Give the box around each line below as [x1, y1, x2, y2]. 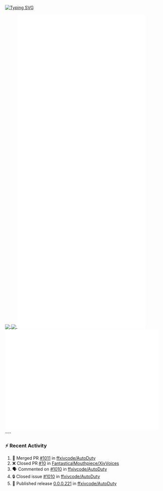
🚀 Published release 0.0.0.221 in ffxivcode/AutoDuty [12, 480, 117, 486]
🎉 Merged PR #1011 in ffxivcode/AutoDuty [12, 455, 96, 461]
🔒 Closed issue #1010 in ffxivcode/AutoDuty [12, 473, 100, 479]
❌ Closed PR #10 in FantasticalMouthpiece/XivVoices [12, 460, 120, 466]
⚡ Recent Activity [5, 442, 47, 449]
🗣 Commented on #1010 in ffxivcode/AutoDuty [12, 466, 107, 472]
